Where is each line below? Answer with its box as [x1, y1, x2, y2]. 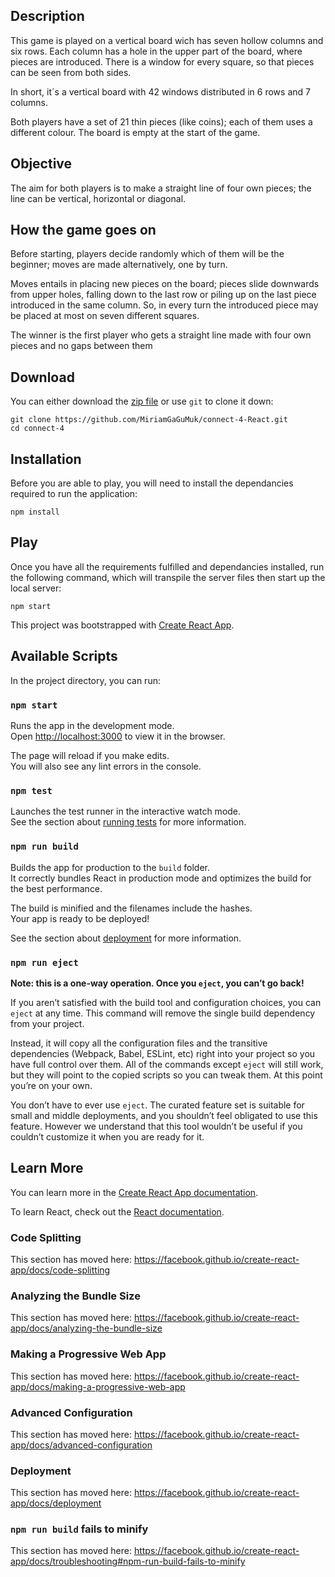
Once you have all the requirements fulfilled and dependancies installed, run [10, 560, 325, 573]
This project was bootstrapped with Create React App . [10, 619, 235, 631]
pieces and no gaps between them [10, 340, 153, 352]
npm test [10, 785, 53, 796]
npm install [10, 507, 60, 518]
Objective [10, 155, 73, 173]
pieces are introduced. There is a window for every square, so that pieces [10, 55, 315, 68]
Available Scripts [10, 648, 118, 665]
